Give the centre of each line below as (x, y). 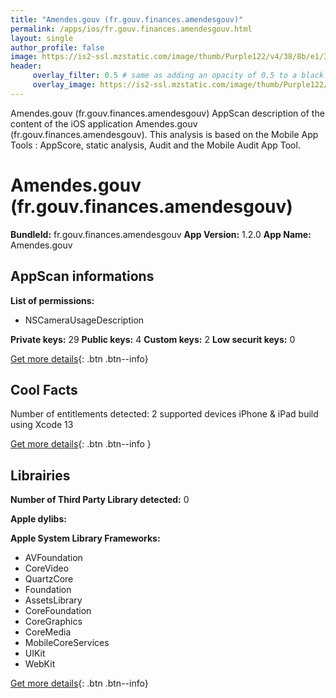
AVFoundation (53, 558)
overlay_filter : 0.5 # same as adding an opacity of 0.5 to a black (178, 76)
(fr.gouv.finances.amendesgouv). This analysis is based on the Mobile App (164, 134)
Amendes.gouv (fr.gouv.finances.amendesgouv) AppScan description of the (167, 113)
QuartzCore (49, 579)
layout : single (42, 38)
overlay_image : (64, 85)
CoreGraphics (53, 622)
